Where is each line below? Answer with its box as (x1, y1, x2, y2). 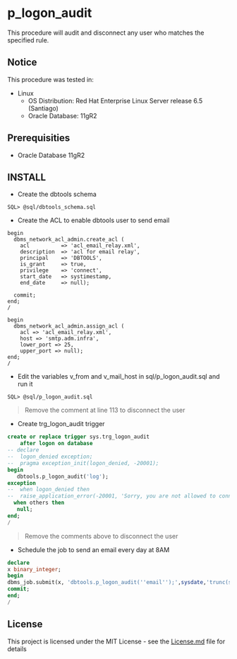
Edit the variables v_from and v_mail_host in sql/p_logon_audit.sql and (17, 372, 220, 381)
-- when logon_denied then (7, 486, 90, 493)
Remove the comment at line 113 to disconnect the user (24, 406, 186, 415)
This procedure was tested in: (7, 75, 94, 84)
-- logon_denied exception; (7, 453, 93, 460)
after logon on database (20, 440, 93, 447)
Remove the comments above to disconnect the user (24, 532, 178, 540)
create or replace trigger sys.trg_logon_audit (7, 433, 150, 440)
